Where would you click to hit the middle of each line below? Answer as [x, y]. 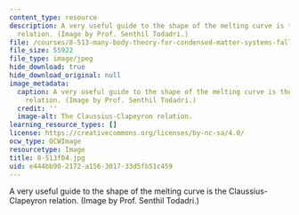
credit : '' [37, 108]
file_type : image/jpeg [51, 59]
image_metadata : [39, 84]
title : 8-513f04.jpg [48, 158]
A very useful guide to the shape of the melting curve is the [118, 191]
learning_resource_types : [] [63, 125]
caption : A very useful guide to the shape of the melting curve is [147, 92]
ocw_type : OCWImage [45, 141]
